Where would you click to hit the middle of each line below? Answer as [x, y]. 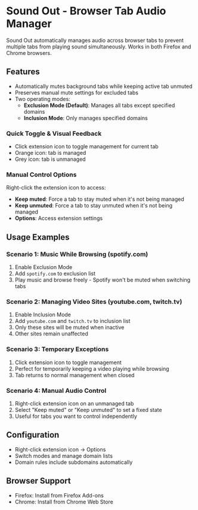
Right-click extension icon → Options [60, 449]
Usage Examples [38, 237]
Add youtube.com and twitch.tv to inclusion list [72, 321]
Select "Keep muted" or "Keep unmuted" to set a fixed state [88, 410]
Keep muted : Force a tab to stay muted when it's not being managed [100, 199]
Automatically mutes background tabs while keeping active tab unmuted [103, 86]
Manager [29, 24]
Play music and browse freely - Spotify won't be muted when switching [103, 280]
